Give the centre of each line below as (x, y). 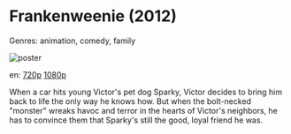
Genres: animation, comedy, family (73, 41)
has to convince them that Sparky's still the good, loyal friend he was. (136, 120)
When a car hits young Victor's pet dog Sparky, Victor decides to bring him (146, 92)
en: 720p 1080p (38, 74)
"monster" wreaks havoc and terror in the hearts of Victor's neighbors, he (144, 110)
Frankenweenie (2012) (93, 16)
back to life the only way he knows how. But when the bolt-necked (130, 101)
